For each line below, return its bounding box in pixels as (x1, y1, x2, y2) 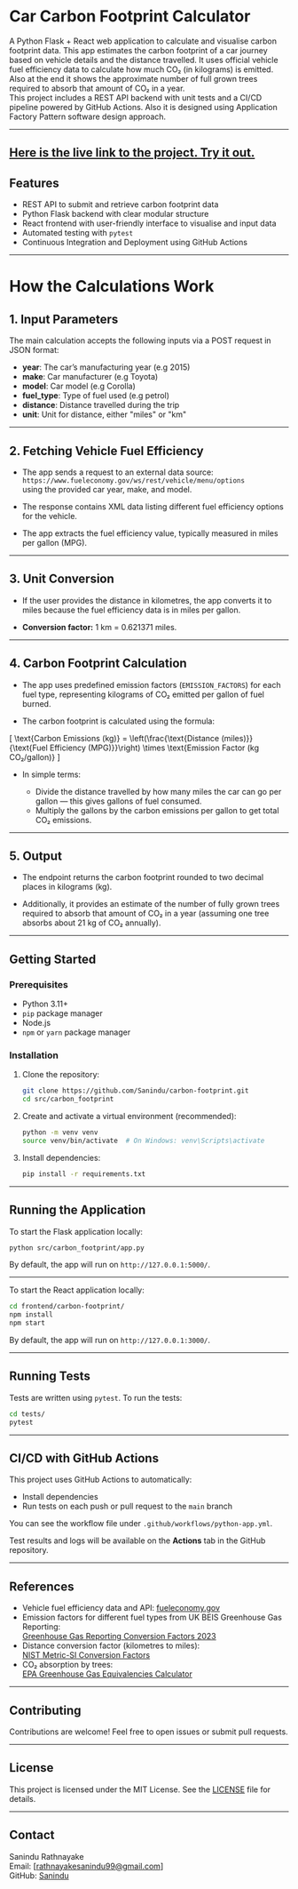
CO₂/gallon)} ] (9, 751, 60, 762)
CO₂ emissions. (35, 814, 92, 825)
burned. (21, 698, 51, 708)
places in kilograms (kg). (21, 882, 113, 892)
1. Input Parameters (9, 311, 119, 326)
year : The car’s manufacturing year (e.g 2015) (21, 362, 191, 372)
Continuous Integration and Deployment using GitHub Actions (21, 237, 248, 248)
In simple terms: (21, 769, 82, 780)
